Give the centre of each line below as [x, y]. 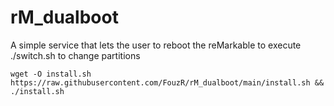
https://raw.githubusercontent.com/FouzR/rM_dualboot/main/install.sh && [167, 82]
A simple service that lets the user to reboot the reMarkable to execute [156, 45]
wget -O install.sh [51, 74]
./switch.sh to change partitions [75, 55]
